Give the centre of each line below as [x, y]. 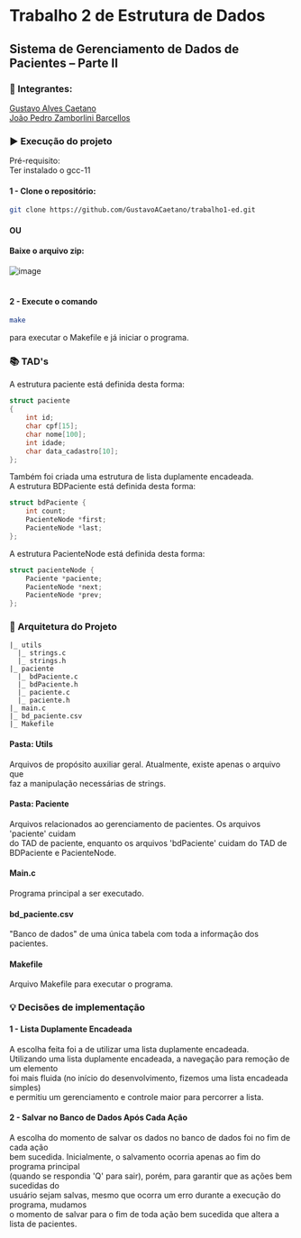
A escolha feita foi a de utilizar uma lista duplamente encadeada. [129, 1049]
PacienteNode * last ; [64, 528]
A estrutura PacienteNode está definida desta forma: [107, 553]
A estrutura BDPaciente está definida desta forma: [103, 487]
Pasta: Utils [31, 744]
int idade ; [46, 442]
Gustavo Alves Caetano [53, 108]
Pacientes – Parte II [64, 63]
